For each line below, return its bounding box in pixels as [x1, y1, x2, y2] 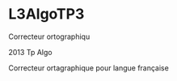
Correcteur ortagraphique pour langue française [8, 62, 170, 73]
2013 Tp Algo [8, 47, 53, 57]
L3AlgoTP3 [8, 5, 85, 23]
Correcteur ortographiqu [8, 32, 91, 41]
